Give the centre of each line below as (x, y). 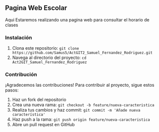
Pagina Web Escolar (36, 8)
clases (12, 25)
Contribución (21, 75)
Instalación (19, 38)
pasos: (12, 90)
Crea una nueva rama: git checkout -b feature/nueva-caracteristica (83, 105)
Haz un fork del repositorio (39, 100)
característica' (29, 115)
